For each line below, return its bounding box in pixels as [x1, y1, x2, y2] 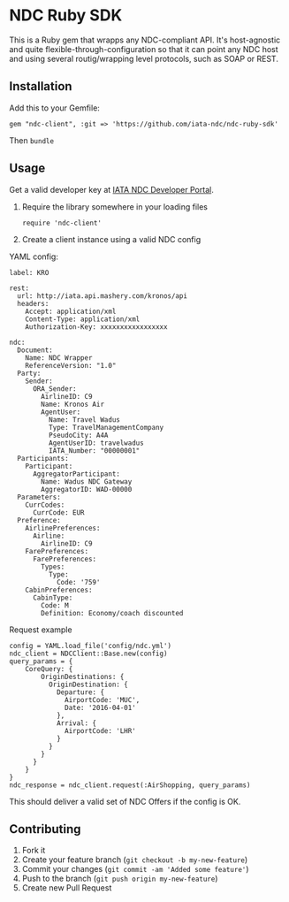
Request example [9, 624, 72, 635]
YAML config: [9, 251, 59, 262]
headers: [17, 299, 49, 308]
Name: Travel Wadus [48, 415, 121, 424]
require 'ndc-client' [21, 218, 102, 227]
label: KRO [9, 268, 49, 277]
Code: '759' [56, 577, 101, 586]
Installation [9, 79, 72, 94]
